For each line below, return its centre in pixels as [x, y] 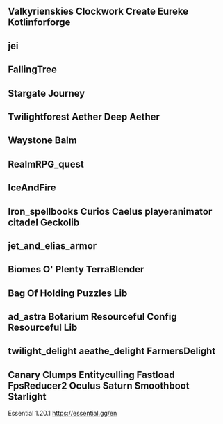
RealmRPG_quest [46, 164]
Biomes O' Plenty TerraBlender [76, 269]
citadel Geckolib [44, 222]
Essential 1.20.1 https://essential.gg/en [63, 414]
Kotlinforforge [39, 23]
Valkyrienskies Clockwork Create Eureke [98, 11]
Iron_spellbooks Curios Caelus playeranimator [110, 211]
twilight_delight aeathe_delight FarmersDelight [112, 351]
